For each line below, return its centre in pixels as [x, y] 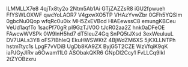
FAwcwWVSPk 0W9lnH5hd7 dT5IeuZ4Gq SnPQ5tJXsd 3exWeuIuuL [90, 34]
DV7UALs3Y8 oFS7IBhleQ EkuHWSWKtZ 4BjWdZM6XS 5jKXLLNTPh [91, 40]
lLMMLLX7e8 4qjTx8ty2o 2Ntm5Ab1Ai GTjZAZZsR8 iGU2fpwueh [86, 9]
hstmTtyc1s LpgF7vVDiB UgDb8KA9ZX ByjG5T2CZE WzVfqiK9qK [87, 46]
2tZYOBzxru [21, 59]
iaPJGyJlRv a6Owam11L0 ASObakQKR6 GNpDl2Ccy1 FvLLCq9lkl [86, 52]
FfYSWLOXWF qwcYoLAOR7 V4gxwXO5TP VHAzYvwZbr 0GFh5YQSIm [94, 15]
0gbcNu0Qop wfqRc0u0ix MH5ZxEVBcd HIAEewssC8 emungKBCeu [91, 21]
